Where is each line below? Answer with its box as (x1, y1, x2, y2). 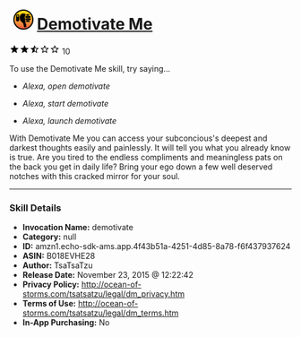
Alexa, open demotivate (21, 81, 110, 91)
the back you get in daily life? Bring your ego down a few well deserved (9, 161, 273, 172)
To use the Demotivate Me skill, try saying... (9, 63, 171, 73)
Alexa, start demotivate (21, 98, 109, 108)
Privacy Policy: (21, 279, 80, 290)
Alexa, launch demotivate (21, 115, 117, 125)
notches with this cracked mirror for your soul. (9, 170, 181, 181)
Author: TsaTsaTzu (21, 260, 93, 271)
